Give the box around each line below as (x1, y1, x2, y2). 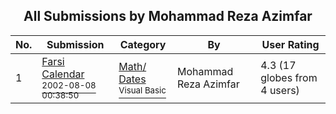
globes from (260, 70, 318, 84)
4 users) (260, 83, 300, 97)
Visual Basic (118, 84, 167, 96)
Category (119, 37, 167, 51)
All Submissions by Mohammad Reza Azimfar (23, 8, 313, 25)
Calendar (41, 67, 85, 81)
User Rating (261, 37, 320, 51)
